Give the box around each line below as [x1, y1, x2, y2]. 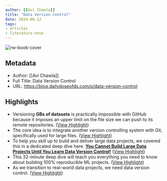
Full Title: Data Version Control [12, 77, 76, 83]
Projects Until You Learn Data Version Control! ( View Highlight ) [12, 148, 146, 154]
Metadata [5, 59, 36, 68]
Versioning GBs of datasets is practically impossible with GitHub [12, 111, 147, 117]
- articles [5, 26, 28, 31]
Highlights [5, 98, 39, 106]
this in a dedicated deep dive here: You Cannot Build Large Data [12, 143, 147, 149]
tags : [5, 21, 17, 27]
